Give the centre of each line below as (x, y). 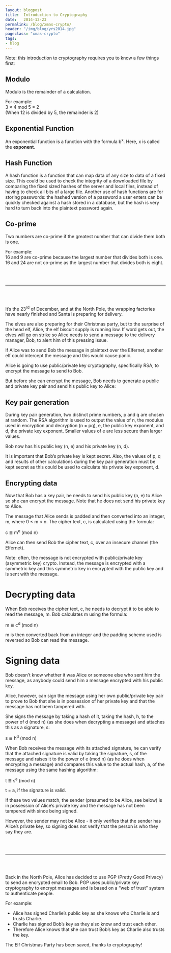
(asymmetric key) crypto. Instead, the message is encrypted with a (76, 563)
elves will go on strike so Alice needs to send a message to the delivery (80, 335)
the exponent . (20, 147)
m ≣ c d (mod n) (22, 624)
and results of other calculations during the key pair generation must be (80, 462)
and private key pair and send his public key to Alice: (61, 386)
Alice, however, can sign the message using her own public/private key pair (84, 696)
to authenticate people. (30, 893)
